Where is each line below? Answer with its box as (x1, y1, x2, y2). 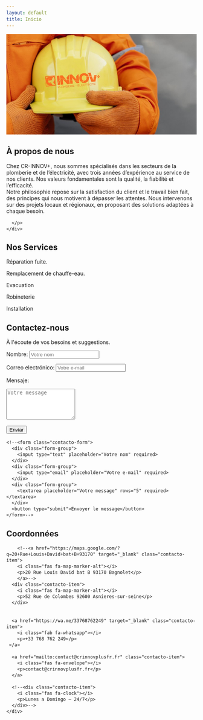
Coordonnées (6, 528, 59, 539)
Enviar (9, 427, 24, 433)
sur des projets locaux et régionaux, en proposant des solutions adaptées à (6, 201, 194, 208)
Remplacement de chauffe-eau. (6, 270, 85, 277)
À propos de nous (6, 146, 74, 157)
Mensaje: (6, 377, 29, 384)
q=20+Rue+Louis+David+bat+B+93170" (6, 551, 96, 557)
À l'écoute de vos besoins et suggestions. (6, 339, 111, 346)
